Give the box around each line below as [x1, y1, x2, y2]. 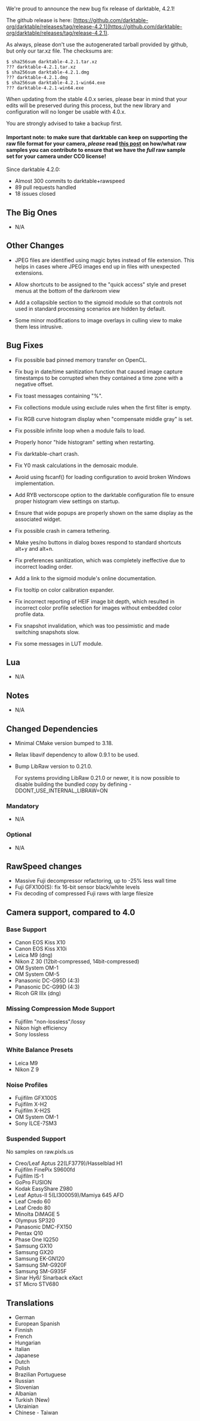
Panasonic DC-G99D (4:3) [14, 983, 80, 990]
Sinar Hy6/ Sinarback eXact [14, 1274, 83, 1282]
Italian [14, 1346, 30, 1353]
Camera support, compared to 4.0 [6, 907, 136, 917]
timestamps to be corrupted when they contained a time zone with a [14, 374, 183, 382]
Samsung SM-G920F [14, 1261, 67, 1268]
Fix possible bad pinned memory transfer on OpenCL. [14, 356, 147, 364]
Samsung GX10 [14, 1242, 53, 1249]
